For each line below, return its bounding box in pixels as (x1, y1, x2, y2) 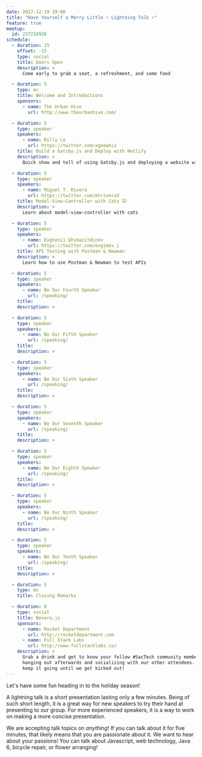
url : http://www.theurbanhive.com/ (28, 109, 117, 115)
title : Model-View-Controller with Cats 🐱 (17, 198, 127, 204)
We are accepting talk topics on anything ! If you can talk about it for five (6, 724, 185, 732)
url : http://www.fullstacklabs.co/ (28, 643, 117, 649)
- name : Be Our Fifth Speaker (22, 332, 98, 338)
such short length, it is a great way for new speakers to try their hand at (6, 700, 183, 707)
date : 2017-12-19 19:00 (6, 8, 66, 15)
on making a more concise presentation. (6, 712, 106, 720)
